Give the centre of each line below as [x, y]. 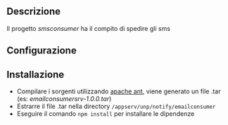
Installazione [36, 74]
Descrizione [34, 12]
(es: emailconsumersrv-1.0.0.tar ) [64, 99]
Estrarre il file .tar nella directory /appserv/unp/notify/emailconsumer [116, 106]
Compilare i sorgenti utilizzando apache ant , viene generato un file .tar [119, 91]
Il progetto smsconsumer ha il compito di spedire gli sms [88, 28]
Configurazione [42, 51]
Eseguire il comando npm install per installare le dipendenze [106, 114]
